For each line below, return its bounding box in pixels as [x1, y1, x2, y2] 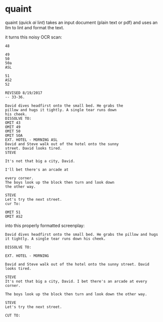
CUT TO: [5, 313, 21, 318]
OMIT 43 [5, 120, 21, 125]
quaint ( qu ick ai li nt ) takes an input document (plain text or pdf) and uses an [5, 19, 158, 25]
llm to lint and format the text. [5, 24, 64, 30]
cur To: [5, 201, 21, 206]
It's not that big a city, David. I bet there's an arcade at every [5, 279, 147, 284]
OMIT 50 [5, 129, 21, 133]
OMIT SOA [5, 133, 23, 138]
